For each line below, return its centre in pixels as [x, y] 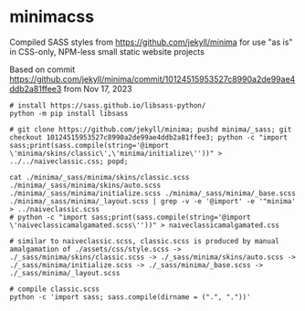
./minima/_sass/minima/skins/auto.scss [85, 185]
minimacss [52, 17]
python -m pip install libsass [69, 113]
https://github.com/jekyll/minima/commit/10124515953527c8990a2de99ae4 [152, 78]
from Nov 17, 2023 [98, 88]
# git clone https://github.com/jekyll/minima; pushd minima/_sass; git [151, 130]
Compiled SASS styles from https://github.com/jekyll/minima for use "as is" [151, 42]
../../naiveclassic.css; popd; [69, 161]
